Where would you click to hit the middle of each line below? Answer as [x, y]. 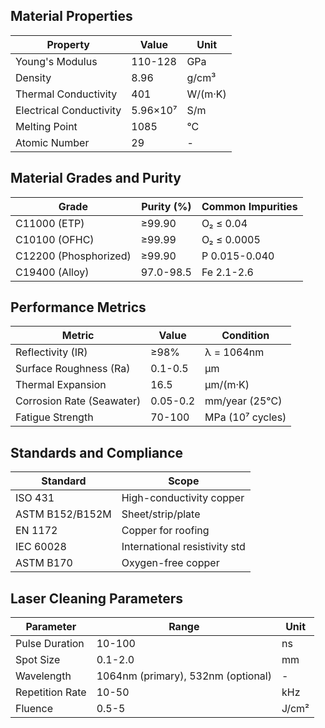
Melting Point [46, 126]
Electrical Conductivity [68, 110]
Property [68, 44]
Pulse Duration [50, 644]
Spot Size [38, 660]
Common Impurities [249, 206]
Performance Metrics [78, 307]
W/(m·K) [206, 94]
